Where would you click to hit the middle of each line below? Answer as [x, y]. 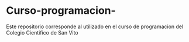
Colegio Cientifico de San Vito [42, 32]
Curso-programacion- [61, 11]
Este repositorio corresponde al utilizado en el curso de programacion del [95, 26]
